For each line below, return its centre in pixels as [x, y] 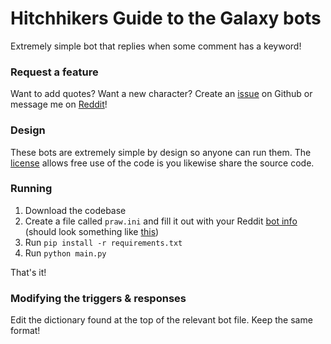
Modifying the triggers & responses [98, 298]
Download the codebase [75, 210]
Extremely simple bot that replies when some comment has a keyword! [156, 46]
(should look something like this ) [92, 231]
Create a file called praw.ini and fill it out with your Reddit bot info [161, 221]
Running [31, 189]
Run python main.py [65, 253]
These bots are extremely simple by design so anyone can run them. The [161, 152]
